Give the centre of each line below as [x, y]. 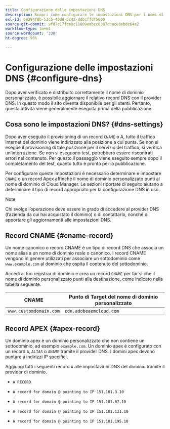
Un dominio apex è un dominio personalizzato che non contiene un [75, 341]
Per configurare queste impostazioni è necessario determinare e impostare [83, 173]
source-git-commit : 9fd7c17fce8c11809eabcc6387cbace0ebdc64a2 [72, 24]
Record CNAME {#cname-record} [59, 236]
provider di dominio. [26, 372]
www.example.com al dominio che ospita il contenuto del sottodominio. [77, 264]
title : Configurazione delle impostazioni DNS [55, 10]
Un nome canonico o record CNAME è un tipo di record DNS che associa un [84, 248]
